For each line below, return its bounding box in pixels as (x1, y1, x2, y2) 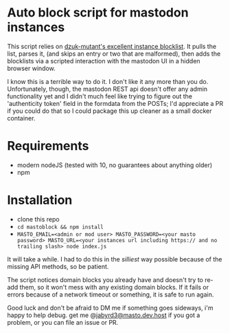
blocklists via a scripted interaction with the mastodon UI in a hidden (7, 56, 200, 65)
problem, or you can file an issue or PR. (7, 318, 119, 326)
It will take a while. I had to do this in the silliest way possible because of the (7, 255, 222, 263)
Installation (7, 193, 73, 208)
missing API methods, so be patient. (7, 262, 109, 270)
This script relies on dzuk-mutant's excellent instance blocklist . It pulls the (7, 42, 217, 50)
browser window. (7, 64, 56, 72)
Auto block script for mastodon (7, 5, 189, 21)
